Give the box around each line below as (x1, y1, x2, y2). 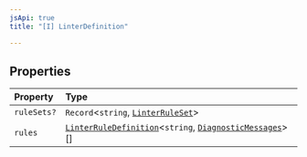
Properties (9, 63, 71, 78)
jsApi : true (9, 13, 55, 23)
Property (14, 90, 54, 103)
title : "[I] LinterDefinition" (9, 22, 129, 31)
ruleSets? (14, 107, 57, 118)
